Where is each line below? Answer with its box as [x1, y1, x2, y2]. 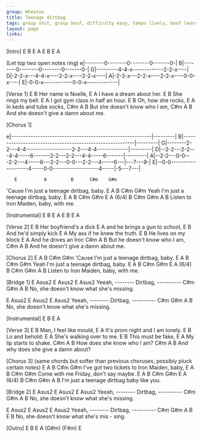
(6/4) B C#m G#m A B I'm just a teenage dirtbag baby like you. [6, 377, 161, 384]
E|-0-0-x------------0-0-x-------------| [22, 79, 120, 86]
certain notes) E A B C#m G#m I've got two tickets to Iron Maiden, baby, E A [6, 364, 194, 371]
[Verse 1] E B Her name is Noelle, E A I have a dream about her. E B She [6, 90, 183, 98]
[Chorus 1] [6, 121, 32, 128]
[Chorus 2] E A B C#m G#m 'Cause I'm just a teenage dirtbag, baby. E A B [6, 254, 189, 262]
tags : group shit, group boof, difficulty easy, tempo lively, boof [6, 20, 182, 26]
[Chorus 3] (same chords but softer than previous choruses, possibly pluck [6, 357, 192, 365]
